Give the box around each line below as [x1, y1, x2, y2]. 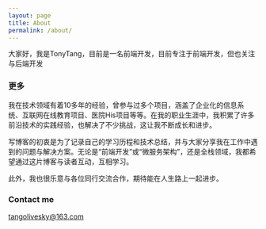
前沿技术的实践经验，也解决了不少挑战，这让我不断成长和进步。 [8, 120, 216, 129]
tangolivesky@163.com [8, 212, 85, 221]
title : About [8, 19, 51, 27]
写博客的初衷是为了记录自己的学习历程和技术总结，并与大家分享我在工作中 [8, 136, 251, 147]
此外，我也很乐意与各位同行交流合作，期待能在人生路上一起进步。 [8, 174, 223, 183]
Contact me [8, 193, 55, 204]
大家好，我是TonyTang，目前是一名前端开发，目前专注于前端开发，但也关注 [8, 49, 256, 59]
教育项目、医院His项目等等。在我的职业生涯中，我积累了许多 [56, 110, 255, 120]
